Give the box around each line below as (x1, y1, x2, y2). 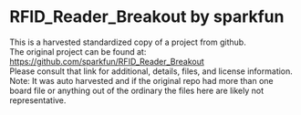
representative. (9, 94, 67, 106)
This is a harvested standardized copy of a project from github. (9, 37, 246, 47)
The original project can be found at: (9, 46, 147, 57)
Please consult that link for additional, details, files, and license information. (9, 66, 294, 77)
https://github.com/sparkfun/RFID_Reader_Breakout (9, 56, 205, 67)
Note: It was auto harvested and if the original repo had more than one (9, 75, 274, 86)
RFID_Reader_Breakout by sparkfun (9, 6, 285, 27)
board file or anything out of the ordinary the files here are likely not (9, 85, 265, 96)
